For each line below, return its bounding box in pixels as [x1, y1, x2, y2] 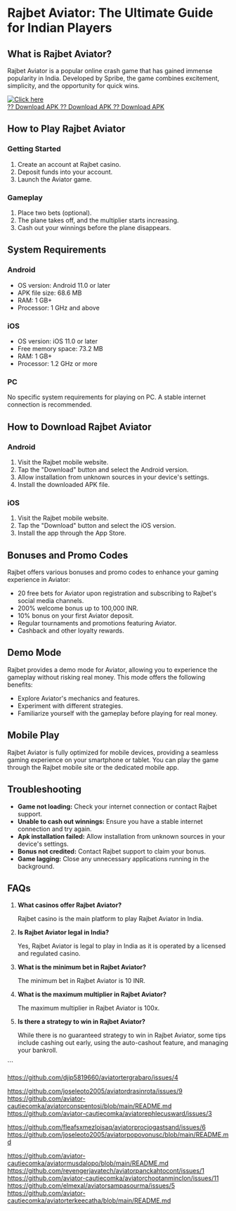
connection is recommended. [7, 400, 93, 409]
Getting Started [7, 144, 61, 154]
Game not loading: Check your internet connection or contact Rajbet [17, 802, 217, 811]
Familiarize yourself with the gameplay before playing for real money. [17, 709, 218, 717]
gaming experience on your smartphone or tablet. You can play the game [7, 755, 219, 764]
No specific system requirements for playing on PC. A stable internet [7, 393, 206, 402]
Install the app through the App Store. [17, 529, 126, 538]
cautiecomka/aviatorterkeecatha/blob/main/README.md [7, 1196, 171, 1205]
